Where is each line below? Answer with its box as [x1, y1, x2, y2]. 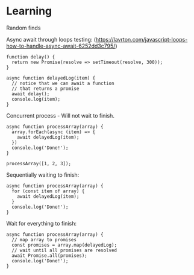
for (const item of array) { [11, 188, 85, 194]
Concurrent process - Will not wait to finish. [6, 112, 114, 119]
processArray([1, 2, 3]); [6, 160, 71, 166]
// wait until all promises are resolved [11, 247, 117, 253]
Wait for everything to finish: [6, 220, 77, 227]
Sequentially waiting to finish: [6, 171, 80, 179]
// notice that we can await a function [11, 80, 114, 86]
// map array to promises [11, 236, 77, 242]
